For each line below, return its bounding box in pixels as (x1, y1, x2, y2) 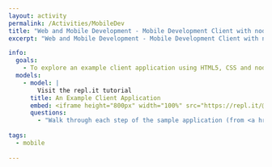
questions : (29, 109, 67, 117)
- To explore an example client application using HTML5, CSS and (23, 64, 252, 73)
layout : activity (8, 11, 67, 20)
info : (8, 49, 27, 57)
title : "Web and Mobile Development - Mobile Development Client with (8, 27, 252, 35)
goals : (15, 56, 38, 65)
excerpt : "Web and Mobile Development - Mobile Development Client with (8, 34, 259, 43)
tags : (8, 132, 27, 140)
